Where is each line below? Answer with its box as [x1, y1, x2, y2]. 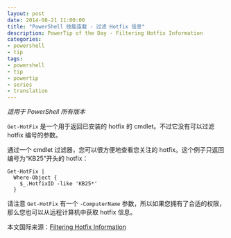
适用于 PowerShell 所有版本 [7, 108, 85, 116]
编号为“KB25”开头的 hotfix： [7, 154, 89, 163]
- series [7, 81, 33, 88]
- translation [7, 87, 49, 94]
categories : [7, 36, 42, 43]
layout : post [7, 10, 45, 17]
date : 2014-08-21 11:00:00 [7, 17, 85, 24]
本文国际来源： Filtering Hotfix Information [7, 223, 127, 231]
